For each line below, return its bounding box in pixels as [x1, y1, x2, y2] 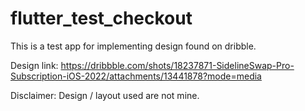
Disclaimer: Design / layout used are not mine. [10, 89, 200, 101]
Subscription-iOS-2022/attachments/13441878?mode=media [10, 70, 262, 82]
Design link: [10, 59, 59, 71]
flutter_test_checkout [10, 7, 193, 30]
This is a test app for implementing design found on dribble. [10, 40, 257, 52]
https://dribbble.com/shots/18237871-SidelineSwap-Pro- [60, 59, 295, 71]
